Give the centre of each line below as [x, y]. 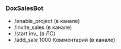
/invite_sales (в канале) [43, 27]
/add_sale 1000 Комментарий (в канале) [65, 40]
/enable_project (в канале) [47, 21]
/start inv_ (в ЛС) [35, 34]
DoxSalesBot [25, 8]
